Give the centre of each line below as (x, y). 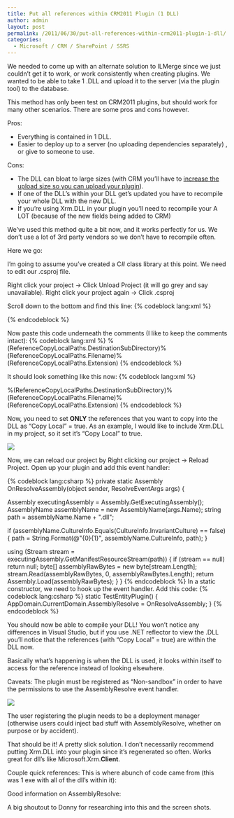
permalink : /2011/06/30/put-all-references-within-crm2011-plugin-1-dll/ (117, 33)
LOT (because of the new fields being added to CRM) (94, 216)
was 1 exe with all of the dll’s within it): (62, 780)
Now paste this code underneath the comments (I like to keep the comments (117, 333)
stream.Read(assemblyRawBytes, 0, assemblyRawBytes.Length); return (111, 574)
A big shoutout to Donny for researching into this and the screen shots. (109, 807)
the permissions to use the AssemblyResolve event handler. (93, 689)
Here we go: (25, 250)
